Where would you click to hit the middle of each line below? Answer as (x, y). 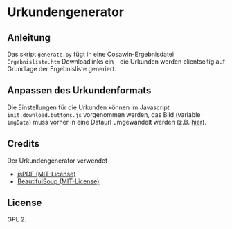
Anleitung (29, 38)
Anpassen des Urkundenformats (79, 91)
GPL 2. (17, 219)
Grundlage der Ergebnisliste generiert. (62, 69)
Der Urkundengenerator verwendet (57, 161)
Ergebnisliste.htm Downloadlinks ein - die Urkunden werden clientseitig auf (116, 62)
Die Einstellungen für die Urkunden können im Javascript (88, 107)
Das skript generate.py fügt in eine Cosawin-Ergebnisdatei (91, 54)
